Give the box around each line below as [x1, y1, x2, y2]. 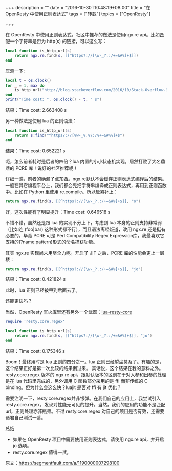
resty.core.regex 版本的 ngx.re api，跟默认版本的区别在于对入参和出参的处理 [5, 371, 167, 378]
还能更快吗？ [5, 298, 32, 304]
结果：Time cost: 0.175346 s [5, 347, 65, 354]
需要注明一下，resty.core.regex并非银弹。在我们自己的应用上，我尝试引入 [5, 395, 161, 401]
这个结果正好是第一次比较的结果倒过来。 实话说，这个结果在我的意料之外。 [5, 365, 164, 371]
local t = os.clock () [5, 78, 52, 83]
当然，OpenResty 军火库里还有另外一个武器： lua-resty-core [5, 309, 132, 315]
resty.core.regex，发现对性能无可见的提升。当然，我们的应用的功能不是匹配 [5, 401, 165, 407]
